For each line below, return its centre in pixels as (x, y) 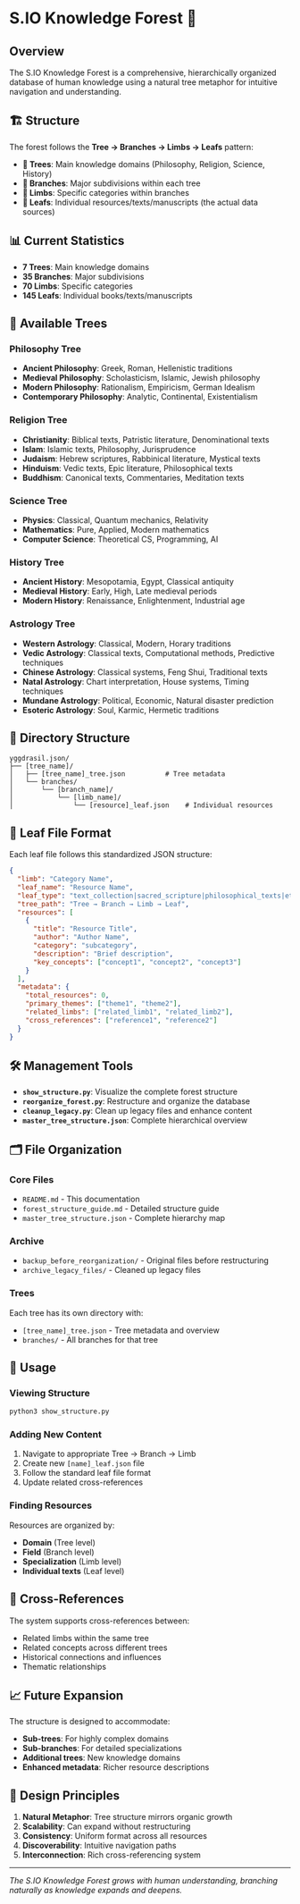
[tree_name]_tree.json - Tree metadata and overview (121, 1330)
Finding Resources (50, 1505)
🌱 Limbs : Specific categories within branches (106, 192)
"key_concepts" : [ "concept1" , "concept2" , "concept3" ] (137, 962)
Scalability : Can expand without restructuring (106, 1826)
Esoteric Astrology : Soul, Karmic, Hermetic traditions (121, 710)
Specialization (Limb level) (72, 1561)
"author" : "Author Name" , (81, 938)
